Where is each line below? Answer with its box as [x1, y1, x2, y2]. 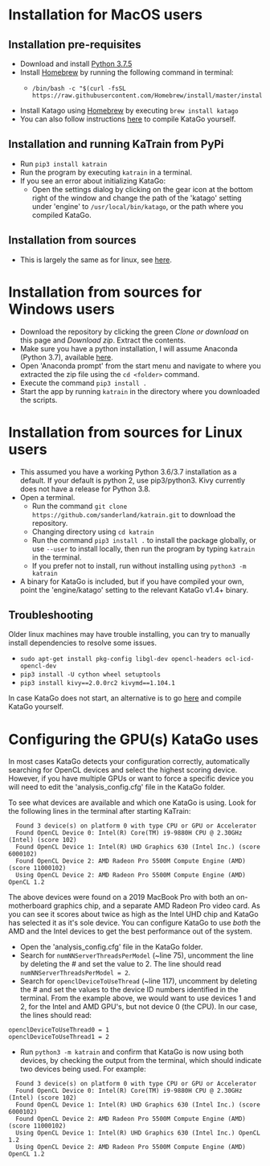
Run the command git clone [31, 501, 128, 511]
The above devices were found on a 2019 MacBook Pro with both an [8, 893, 235, 902]
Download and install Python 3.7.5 [19, 59, 133, 68]
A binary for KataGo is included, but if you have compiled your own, [19, 577, 244, 586]
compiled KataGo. [31, 210, 92, 220]
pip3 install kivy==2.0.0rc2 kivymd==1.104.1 [19, 679, 175, 688]
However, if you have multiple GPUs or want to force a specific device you [8, 774, 255, 783]
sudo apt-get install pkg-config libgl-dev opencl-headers [19, 655, 223, 663]
